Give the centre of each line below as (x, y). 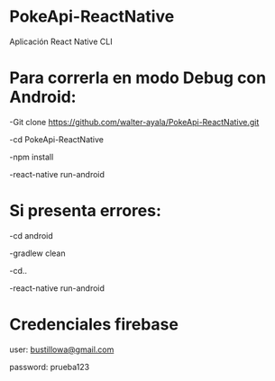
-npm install (32, 157)
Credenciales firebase (94, 324)
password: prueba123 (50, 367)
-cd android (32, 235)
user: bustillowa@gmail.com (62, 349)
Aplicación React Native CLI (61, 41)
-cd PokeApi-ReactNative (57, 139)
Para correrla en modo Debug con (138, 78)
